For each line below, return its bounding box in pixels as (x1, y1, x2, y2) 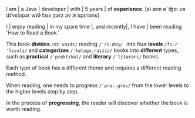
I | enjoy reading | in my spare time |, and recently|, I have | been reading (6, 23, 182, 30)
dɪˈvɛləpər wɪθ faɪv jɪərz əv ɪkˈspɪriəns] (6, 12, 100, 19)
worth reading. (6, 106, 42, 112)
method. (6, 71, 26, 77)
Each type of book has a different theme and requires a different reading (6, 64, 181, 71)
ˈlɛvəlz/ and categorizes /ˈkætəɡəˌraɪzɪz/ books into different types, (6, 47, 179, 54)
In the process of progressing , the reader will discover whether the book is (6, 99, 188, 106)
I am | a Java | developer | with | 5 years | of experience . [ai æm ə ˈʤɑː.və (6, 6, 186, 12)
